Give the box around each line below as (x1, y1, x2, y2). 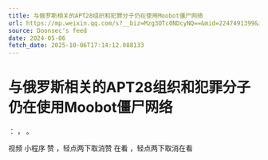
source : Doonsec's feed (8, 26, 88, 34)
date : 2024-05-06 (8, 34, 66, 42)
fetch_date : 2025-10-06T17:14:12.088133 (8, 42, 145, 50)
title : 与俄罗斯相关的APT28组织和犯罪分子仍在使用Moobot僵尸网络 (8, 11, 203, 20)
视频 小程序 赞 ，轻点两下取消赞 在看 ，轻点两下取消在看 (8, 143, 193, 153)
